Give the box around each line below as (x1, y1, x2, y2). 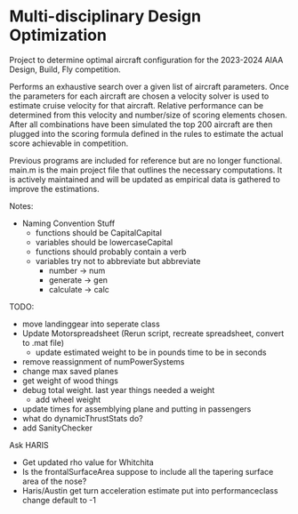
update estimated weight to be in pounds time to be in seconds (35, 347, 267, 357)
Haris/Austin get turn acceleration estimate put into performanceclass (21, 485, 278, 495)
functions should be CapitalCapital (35, 227, 163, 237)
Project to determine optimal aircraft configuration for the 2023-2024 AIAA (9, 54, 284, 65)
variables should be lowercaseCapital (35, 237, 173, 247)
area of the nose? (21, 476, 87, 486)
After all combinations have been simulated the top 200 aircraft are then (9, 118, 273, 130)
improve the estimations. (9, 183, 100, 194)
